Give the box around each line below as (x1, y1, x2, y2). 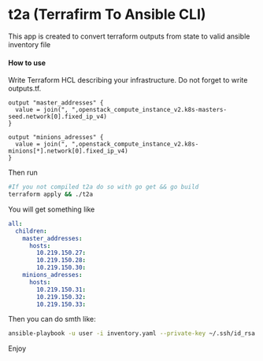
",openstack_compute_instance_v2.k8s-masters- (71, 106, 227, 114)
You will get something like (8, 204, 95, 214)
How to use (8, 57, 46, 68)
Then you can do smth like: (8, 315, 96, 324)
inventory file (8, 39, 51, 49)
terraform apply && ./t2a (8, 190, 93, 198)
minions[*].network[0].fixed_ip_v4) (8, 147, 128, 155)
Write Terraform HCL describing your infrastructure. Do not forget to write (8, 76, 248, 85)
